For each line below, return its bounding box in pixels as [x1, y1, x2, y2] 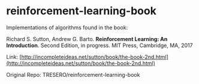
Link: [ [6, 53, 22, 60]
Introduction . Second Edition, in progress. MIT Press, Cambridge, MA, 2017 [6, 42, 193, 49]
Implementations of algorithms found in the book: [6, 24, 128, 31]
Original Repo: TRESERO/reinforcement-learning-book [6, 71, 140, 78]
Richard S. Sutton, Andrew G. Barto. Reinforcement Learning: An [6, 35, 168, 42]
